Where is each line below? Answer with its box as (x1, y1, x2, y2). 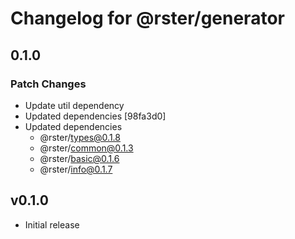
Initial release (24, 218, 80, 231)
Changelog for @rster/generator (10, 7, 285, 30)
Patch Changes (10, 77, 87, 91)
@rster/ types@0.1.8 (39, 131, 121, 143)
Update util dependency (24, 99, 125, 111)
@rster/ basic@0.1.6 (39, 152, 120, 164)
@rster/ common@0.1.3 (39, 142, 134, 154)
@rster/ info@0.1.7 (39, 163, 113, 175)
